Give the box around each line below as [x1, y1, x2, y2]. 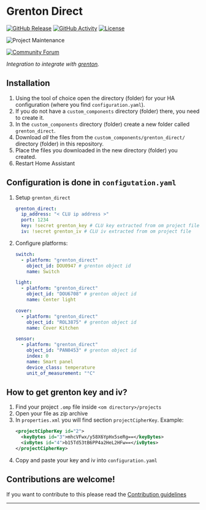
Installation [6, 78, 50, 88]
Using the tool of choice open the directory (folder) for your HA [15, 94, 175, 102]
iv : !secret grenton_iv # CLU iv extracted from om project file [21, 228, 192, 234]
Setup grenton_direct [15, 193, 71, 201]
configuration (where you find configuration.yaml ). [15, 101, 145, 108]
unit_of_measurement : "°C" [26, 370, 96, 376]
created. [15, 153, 37, 160]
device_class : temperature [26, 364, 96, 371]
